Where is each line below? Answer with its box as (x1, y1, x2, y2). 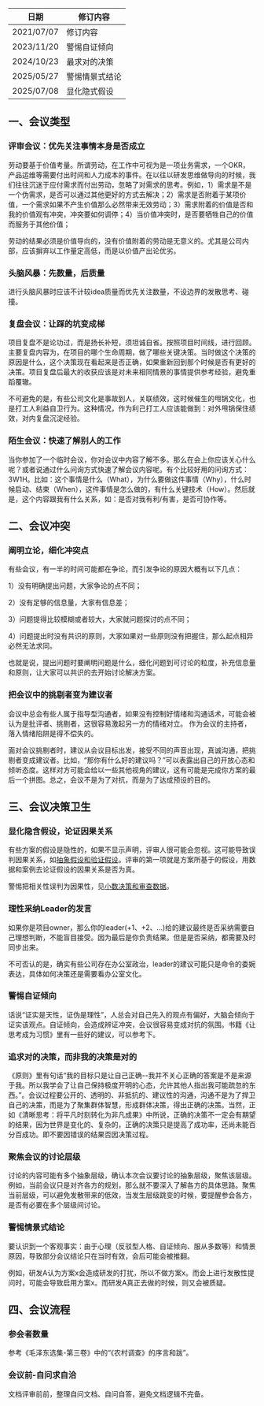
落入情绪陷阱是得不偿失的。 (8, 728, 98, 738)
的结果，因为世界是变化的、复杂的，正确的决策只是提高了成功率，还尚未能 (8, 1120, 249, 1129)
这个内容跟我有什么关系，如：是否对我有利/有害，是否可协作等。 (21, 494, 232, 504)
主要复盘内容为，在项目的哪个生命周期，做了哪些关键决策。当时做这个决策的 (8, 348, 256, 357)
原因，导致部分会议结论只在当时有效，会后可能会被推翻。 (8, 1251, 194, 1260)
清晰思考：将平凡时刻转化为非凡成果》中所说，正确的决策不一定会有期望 (21, 1110, 256, 1120)
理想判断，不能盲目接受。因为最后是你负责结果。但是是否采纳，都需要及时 (14, 932, 256, 942)
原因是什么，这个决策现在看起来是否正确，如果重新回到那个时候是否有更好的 (8, 358, 256, 367)
